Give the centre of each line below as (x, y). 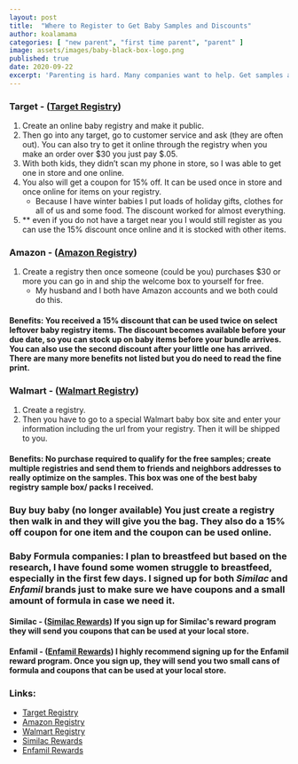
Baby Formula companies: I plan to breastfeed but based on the (148, 556)
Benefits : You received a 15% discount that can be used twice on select (143, 320)
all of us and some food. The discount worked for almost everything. (161, 211)
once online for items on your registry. (92, 192)
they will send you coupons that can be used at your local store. (129, 631)
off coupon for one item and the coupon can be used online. (141, 532)
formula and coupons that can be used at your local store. (118, 670)
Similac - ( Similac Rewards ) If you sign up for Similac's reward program (143, 622)
